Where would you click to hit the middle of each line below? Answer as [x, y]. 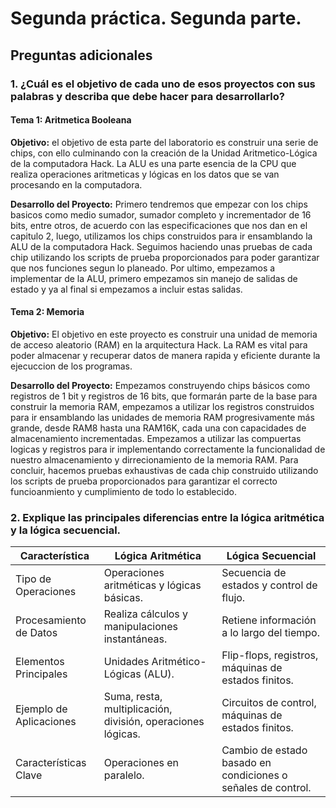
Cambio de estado [264, 750]
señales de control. [266, 788]
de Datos [36, 633]
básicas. [123, 598]
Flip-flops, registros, [270, 655]
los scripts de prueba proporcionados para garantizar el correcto [144, 481]
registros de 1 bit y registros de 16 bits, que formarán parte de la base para [164, 396]
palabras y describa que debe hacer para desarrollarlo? [147, 96]
